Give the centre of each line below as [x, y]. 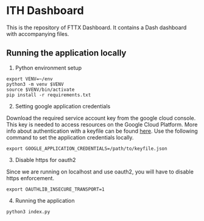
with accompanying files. [38, 33]
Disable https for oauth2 [45, 160]
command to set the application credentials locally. [70, 137]
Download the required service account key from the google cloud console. [101, 118]
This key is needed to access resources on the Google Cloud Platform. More [102, 124]
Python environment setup [48, 68]
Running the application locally [66, 53]
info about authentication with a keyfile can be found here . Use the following [102, 131]
